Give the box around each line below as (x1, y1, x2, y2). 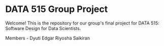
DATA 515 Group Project (5, 3, 108, 15)
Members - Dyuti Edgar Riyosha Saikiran (5, 35, 90, 41)
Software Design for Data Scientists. (5, 25, 81, 31)
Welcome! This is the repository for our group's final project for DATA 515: (5, 20, 160, 26)
